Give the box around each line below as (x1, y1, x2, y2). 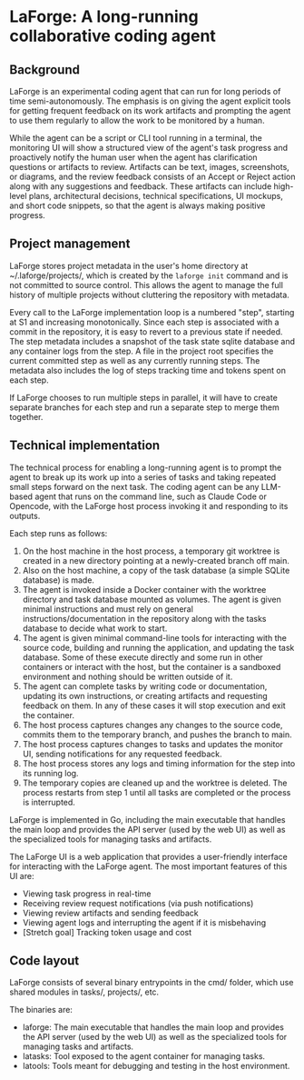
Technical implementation (9, 438, 161, 454)
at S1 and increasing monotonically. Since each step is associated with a (9, 316, 279, 327)
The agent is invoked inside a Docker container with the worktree (22, 584, 267, 595)
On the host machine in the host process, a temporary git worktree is (22, 545, 280, 556)
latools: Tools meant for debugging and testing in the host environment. (22, 1061, 290, 1072)
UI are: (9, 870, 34, 881)
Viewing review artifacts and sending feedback (22, 907, 199, 918)
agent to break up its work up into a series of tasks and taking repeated (9, 471, 277, 483)
